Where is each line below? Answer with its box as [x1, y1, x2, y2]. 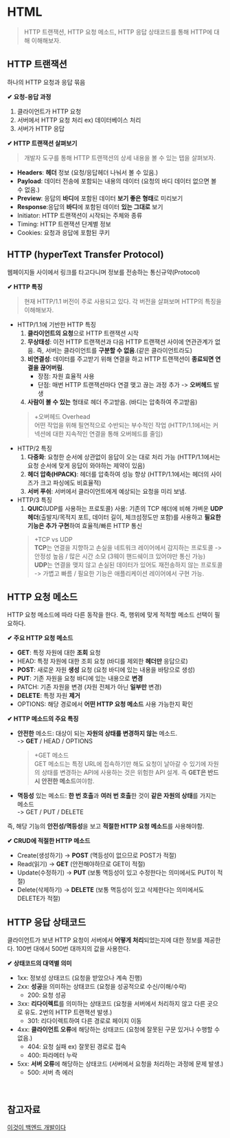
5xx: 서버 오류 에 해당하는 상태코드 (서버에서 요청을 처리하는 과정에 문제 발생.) [16, 1060, 224, 1068]
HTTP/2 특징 [16, 444, 53, 452]
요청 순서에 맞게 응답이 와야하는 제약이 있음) [27, 461, 146, 470]
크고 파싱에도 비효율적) [40, 479, 102, 487]
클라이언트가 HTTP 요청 [16, 107, 82, 116]
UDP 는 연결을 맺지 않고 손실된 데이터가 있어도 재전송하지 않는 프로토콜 [34, 560, 223, 569]
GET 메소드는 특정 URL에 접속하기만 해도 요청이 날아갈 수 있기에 [34, 760, 207, 768]
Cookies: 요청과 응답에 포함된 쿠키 [16, 228, 110, 237]
